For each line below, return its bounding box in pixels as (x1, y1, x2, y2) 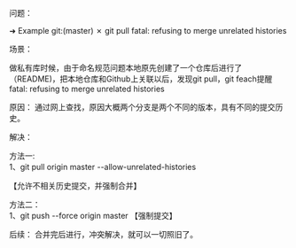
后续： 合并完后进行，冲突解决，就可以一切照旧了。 (9, 229, 198, 239)
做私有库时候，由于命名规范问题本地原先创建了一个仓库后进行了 (9, 63, 242, 73)
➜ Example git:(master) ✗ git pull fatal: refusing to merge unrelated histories (9, 26, 287, 35)
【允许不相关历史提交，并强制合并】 (9, 181, 142, 190)
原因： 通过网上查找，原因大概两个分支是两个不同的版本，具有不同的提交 (9, 102, 276, 112)
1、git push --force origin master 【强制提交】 (9, 211, 177, 221)
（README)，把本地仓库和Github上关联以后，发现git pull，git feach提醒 (9, 74, 273, 84)
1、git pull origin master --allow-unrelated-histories (9, 162, 197, 172)
